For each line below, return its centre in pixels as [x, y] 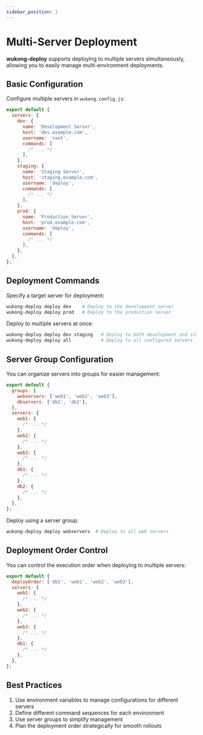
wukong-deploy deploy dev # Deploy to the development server [90, 307]
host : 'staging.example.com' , [60, 177]
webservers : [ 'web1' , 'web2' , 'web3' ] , [67, 396]
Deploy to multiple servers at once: [50, 324]
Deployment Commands [53, 281]
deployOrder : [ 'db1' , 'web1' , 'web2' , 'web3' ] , [73, 582]
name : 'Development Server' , [59, 127]
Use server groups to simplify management [69, 719]
